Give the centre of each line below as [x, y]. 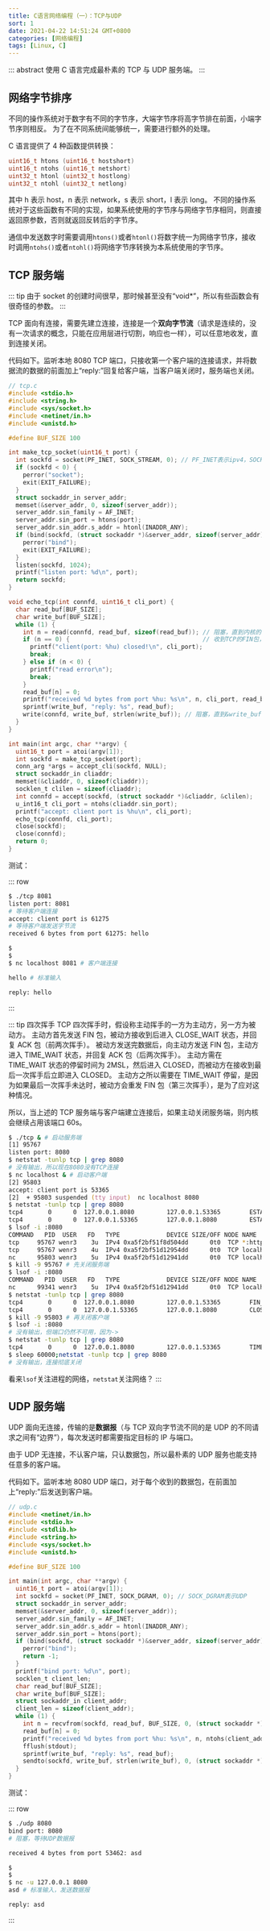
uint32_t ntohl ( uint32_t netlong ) [68, 183]
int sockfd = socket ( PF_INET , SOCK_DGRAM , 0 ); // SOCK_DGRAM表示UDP [131, 1596]
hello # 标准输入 [35, 978]
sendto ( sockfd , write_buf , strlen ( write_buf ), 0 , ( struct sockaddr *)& [145, 1761]
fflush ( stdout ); [50, 1746]
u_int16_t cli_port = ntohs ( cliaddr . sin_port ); [97, 804]
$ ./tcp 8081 [30, 896]
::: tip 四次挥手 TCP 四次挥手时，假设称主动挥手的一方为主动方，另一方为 [129, 1024]
